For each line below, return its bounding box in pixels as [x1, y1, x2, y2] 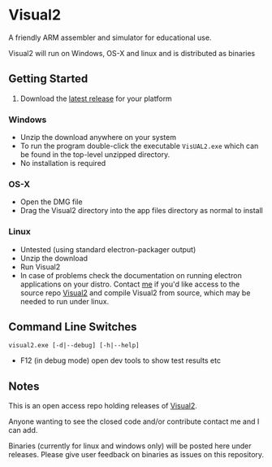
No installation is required [19, 159, 106, 168]
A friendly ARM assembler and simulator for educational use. [8, 33, 212, 42]
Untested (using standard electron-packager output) [19, 244, 196, 254]
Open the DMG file [19, 197, 83, 207]
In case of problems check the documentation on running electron [19, 270, 242, 280]
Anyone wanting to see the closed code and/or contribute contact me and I [8, 417, 260, 426]
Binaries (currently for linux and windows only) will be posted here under [8, 441, 252, 451]
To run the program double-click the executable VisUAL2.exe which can [19, 141, 259, 151]
